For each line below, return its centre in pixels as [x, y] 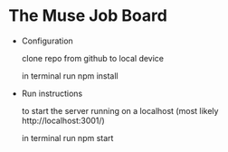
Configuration [47, 41]
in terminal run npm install [70, 76]
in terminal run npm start [67, 138]
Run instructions [52, 93]
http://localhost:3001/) [63, 120]
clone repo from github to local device [93, 58]
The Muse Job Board [88, 16]
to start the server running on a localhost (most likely [120, 110]
